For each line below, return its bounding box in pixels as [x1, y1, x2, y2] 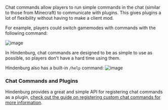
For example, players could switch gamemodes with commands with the [5, 25, 156, 31]
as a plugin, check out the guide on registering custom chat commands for [5, 94, 161, 100]
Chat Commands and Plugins [5, 77, 78, 84]
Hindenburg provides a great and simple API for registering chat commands [5, 89, 163, 95]
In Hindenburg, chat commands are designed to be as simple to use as [5, 50, 153, 56]
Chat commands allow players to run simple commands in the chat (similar [5, 5, 160, 10]
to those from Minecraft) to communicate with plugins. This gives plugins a [5, 10, 161, 16]
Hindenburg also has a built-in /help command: [5, 65, 104, 71]
